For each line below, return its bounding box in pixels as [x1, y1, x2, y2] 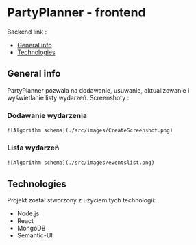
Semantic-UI [16, 231, 53, 240]
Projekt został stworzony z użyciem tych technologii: [7, 196, 156, 205]
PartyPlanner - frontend [7, 5, 146, 21]
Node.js [16, 209, 40, 218]
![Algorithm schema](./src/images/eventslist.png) [7, 159, 155, 166]
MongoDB [16, 224, 46, 233]
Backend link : [7, 27, 47, 36]
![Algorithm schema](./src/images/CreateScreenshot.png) [7, 127, 173, 135]
